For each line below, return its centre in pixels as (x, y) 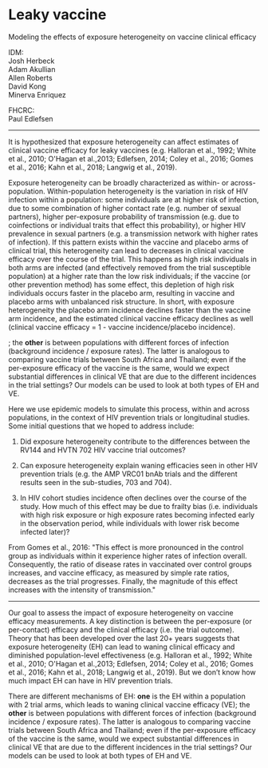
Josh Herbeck (32, 61)
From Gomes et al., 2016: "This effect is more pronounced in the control (126, 547)
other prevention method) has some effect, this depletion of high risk (121, 285)
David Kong (27, 86)
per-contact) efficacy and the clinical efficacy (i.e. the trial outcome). (121, 630)
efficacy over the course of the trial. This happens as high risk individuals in (132, 259)
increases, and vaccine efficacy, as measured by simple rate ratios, (119, 572)
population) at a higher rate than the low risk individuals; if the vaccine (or (130, 276)
